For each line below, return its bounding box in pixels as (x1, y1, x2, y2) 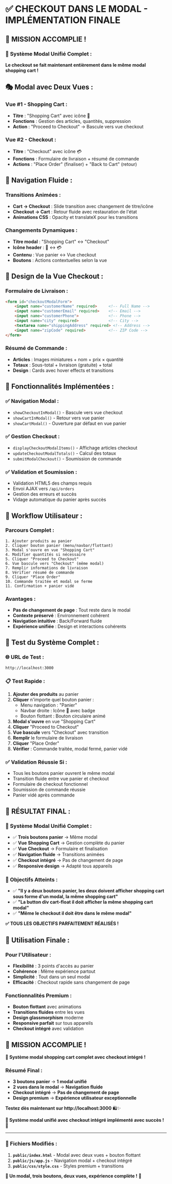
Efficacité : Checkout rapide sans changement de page (12, 979, 130, 986)
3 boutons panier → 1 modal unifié (12, 1079, 87, 1085)
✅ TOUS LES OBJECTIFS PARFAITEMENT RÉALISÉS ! (5, 920, 119, 927)
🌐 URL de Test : (5, 654, 45, 661)
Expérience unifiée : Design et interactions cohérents (12, 623, 126, 630)
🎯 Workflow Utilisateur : (5, 511, 83, 520)
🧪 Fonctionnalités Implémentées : (5, 382, 114, 391)
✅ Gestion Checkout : (5, 433, 60, 440)
